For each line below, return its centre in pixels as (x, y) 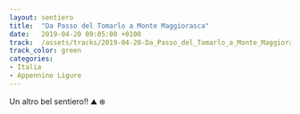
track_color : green (46, 51)
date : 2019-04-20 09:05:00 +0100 (75, 34)
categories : (31, 59)
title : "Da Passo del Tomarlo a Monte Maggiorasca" (109, 26)
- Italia (25, 68)
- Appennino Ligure (46, 76)
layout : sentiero (42, 17)
